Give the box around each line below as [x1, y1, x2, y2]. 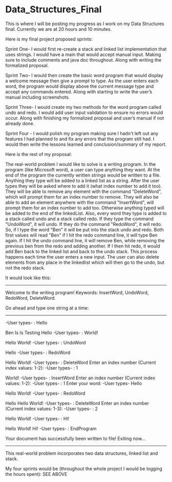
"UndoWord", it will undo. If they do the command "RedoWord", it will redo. [5, 221, 162, 227]
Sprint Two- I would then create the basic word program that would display [5, 72, 163, 78]
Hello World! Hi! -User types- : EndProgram [5, 425, 97, 432]
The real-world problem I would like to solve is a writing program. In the [5, 161, 156, 167]
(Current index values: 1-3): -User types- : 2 [5, 406, 98, 412]
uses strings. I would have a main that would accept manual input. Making [5, 51, 161, 57]
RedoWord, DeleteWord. [5, 295, 56, 301]
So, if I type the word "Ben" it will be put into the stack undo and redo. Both [5, 226, 164, 233]
